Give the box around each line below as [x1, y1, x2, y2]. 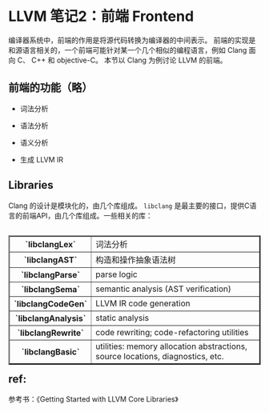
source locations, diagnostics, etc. [95, 350, 224, 362]
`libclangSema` [21, 283, 80, 294]
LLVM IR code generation [95, 298, 191, 309]
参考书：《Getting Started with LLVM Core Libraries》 [8, 394, 179, 404]
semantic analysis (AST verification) [95, 283, 232, 294]
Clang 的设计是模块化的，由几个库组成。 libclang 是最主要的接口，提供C [8, 201, 250, 210]
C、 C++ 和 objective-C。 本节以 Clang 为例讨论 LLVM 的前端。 [17, 55, 227, 65]
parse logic [95, 269, 138, 280]
